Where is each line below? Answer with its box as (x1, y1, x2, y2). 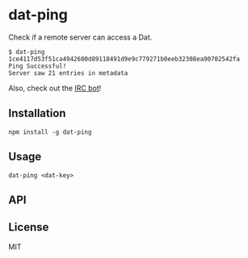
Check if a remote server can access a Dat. (8, 32, 153, 42)
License (8, 220, 49, 235)
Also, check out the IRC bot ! (8, 83, 102, 93)
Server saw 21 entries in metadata (8, 69, 128, 77)
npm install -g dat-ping (8, 127, 92, 136)
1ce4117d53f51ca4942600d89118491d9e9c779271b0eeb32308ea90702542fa (8, 55, 241, 63)
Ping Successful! (8, 62, 67, 70)
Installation (8, 106, 66, 120)
